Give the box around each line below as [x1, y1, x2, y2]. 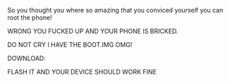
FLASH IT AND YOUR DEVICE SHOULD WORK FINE [7, 68, 157, 76]
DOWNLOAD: [7, 54, 46, 62]
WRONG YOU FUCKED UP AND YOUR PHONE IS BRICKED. [7, 27, 178, 35]
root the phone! [7, 13, 53, 22]
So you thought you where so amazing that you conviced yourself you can [7, 6, 224, 14]
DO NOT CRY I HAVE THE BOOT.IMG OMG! [7, 41, 133, 48]
